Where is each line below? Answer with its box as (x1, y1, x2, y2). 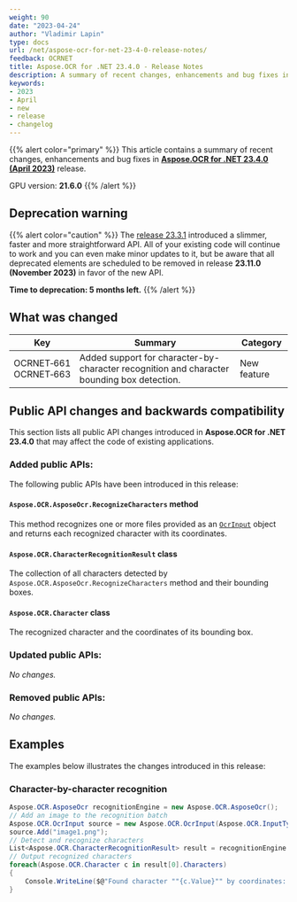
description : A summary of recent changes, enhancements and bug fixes (9, 71, 278, 80)
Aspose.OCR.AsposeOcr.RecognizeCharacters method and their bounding (9, 578, 270, 588)
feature (240, 368, 270, 380)
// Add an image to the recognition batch (9, 811, 168, 820)
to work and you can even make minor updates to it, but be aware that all (9, 248, 275, 259)
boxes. (9, 587, 34, 598)
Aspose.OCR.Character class (9, 607, 110, 618)
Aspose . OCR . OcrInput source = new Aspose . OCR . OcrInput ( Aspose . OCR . (9, 819, 263, 828)
